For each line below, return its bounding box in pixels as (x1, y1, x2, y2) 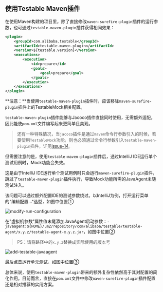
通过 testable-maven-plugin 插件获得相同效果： (21, 24, 115, 30)
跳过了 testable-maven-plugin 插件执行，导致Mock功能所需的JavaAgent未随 (5, 176, 156, 182)
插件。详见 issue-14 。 (30, 143, 73, 149)
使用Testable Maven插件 (5, 4, 80, 13)
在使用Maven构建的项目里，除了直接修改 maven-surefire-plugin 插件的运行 (5, 19, 154, 24)
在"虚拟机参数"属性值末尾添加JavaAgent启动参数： (5, 218, 108, 224)
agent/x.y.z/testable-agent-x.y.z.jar (5, 230, 84, 235)
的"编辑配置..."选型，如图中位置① (5, 199, 74, 205)
